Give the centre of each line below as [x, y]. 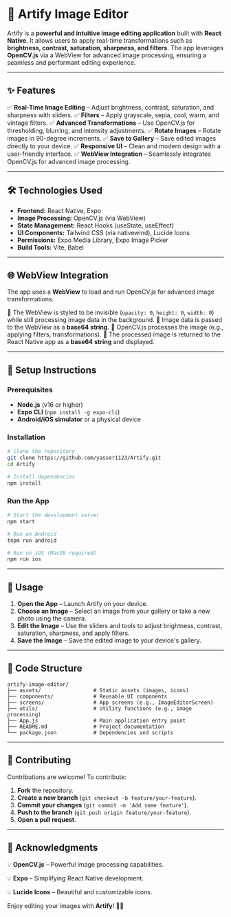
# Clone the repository [41, 452]
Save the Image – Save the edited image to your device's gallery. [109, 641]
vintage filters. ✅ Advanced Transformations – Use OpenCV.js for [101, 123]
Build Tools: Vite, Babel [50, 247]
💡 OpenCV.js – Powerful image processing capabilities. [85, 864]
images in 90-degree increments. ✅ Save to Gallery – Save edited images [112, 138]
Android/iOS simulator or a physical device [79, 419]
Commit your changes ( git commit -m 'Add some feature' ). [103, 805]
